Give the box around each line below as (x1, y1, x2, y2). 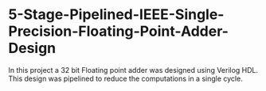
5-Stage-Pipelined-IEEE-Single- (8, 6, 225, 24)
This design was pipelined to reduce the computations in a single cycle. (8, 74, 243, 83)
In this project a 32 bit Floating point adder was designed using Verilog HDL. (8, 65, 259, 74)
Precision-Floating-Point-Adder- (8, 22, 229, 40)
